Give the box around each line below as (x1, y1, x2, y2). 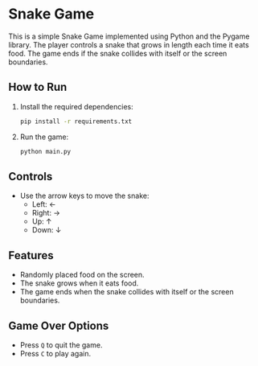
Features (8, 249, 54, 262)
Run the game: (19, 132, 69, 142)
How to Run (8, 80, 68, 94)
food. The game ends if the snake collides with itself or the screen (8, 48, 227, 58)
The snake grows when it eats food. (19, 278, 139, 288)
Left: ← (31, 199, 56, 209)
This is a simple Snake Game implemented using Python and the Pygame (8, 31, 250, 41)
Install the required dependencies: (19, 101, 134, 111)
